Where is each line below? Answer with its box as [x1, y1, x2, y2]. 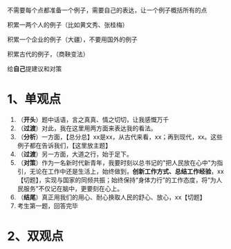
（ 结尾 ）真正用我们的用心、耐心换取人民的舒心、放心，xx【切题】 [17, 192, 206, 201]
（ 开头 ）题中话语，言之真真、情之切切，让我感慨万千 [17, 115, 169, 123]
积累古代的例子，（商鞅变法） [7, 50, 89, 58]
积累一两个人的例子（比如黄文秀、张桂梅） [7, 21, 129, 29]
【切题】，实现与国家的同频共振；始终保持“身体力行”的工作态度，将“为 [17, 175, 216, 184]
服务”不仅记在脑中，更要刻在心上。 [23, 184, 123, 192]
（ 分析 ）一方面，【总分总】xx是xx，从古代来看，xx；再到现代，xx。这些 [17, 132, 223, 141]
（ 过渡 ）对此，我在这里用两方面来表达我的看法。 [17, 123, 157, 132]
